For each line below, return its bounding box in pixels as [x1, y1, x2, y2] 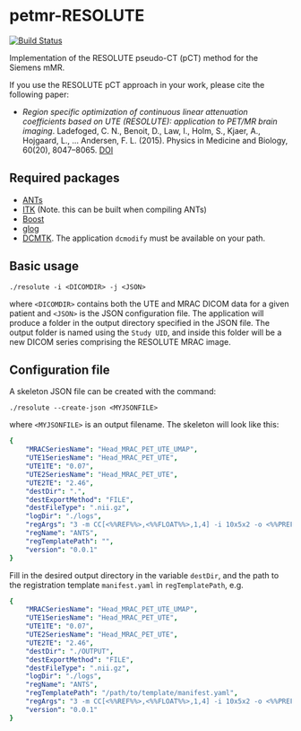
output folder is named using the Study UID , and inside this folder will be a [9, 327, 282, 338]
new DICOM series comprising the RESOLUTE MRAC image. [9, 336, 231, 347]
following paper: [9, 89, 70, 100]
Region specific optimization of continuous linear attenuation [21, 106, 248, 117]
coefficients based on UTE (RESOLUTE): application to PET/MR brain [21, 116, 278, 127]
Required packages [9, 171, 120, 186]
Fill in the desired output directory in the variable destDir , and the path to [9, 569, 279, 580]
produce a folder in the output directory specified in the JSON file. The [9, 317, 271, 328]
